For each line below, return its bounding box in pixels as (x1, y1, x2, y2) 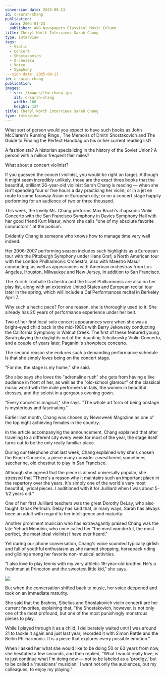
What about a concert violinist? (5, 162, 68, 168)
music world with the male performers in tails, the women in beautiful (5, 384, 147, 390)
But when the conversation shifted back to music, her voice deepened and (5, 585, 157, 591)
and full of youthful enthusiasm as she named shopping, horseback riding (5, 546, 156, 552)
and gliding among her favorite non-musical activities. (5, 551, 115, 557)
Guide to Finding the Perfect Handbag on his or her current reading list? (5, 137, 152, 143)
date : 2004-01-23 (9, 21, 46, 26)
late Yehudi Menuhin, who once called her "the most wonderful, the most (5, 525, 155, 531)
